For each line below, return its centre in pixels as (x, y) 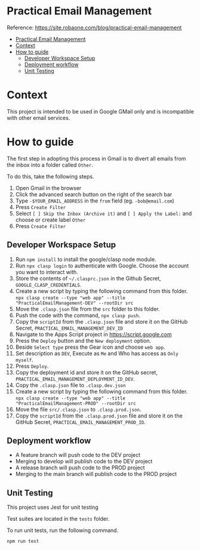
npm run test (23, 542)
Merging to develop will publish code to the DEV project (84, 462)
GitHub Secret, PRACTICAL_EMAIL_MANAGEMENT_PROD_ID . (80, 422)
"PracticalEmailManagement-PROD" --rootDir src (76, 403)
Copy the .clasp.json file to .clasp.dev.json (70, 385)
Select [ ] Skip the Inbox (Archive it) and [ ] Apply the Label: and (104, 213)
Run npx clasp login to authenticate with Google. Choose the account (102, 265)
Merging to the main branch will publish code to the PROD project (96, 474)
